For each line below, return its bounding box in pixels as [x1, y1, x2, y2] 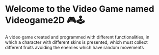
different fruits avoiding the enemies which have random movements [5, 44, 144, 50]
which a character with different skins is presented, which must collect [5, 39, 148, 45]
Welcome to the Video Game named [5, 3, 155, 15]
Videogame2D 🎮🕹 [5, 15, 85, 26]
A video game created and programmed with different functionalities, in [5, 34, 150, 40]
